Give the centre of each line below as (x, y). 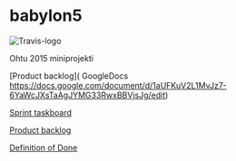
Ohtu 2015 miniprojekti (51, 58)
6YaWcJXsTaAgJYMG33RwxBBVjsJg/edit (88, 95)
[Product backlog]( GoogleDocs (69, 76)
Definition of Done (44, 147)
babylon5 (46, 16)
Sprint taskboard (41, 112)
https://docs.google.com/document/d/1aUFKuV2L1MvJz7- (118, 85)
